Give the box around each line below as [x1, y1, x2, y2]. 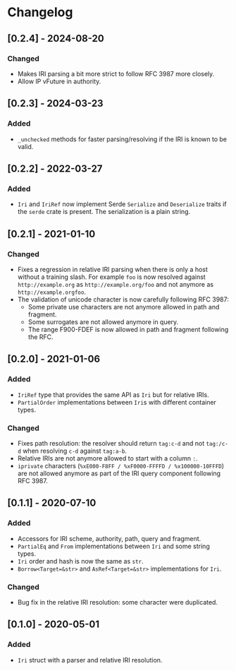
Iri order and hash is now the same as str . [17, 557, 144, 565]
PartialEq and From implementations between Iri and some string [17, 542, 210, 550]
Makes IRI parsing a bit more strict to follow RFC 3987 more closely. [17, 69, 215, 78]
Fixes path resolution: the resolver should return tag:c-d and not [17, 439, 205, 447]
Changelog [7, 4, 73, 20]
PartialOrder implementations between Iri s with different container [17, 398, 217, 406]
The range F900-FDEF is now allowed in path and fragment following [27, 325, 229, 333]
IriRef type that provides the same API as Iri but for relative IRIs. [17, 390, 209, 399]
